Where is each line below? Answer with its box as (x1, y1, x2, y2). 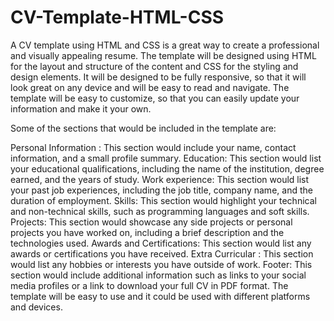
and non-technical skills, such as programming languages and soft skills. (10, 205, 310, 217)
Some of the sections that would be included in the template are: (10, 122, 277, 134)
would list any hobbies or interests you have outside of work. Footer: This (10, 258, 313, 270)
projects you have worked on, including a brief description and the (10, 226, 285, 238)
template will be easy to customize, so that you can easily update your (10, 92, 300, 104)
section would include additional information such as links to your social (10, 269, 307, 281)
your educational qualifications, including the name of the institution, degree (10, 162, 325, 175)
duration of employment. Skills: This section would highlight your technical (10, 194, 317, 206)
